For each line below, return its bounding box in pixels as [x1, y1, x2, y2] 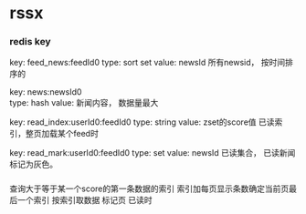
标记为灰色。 [9, 158, 58, 170]
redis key [9, 36, 52, 48]
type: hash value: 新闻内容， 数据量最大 [9, 97, 159, 108]
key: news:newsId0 [9, 87, 82, 97]
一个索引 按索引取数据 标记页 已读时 [16, 195, 153, 206]
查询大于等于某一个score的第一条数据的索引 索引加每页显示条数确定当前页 [9, 183, 290, 194]
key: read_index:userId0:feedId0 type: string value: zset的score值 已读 [9, 117, 276, 127]
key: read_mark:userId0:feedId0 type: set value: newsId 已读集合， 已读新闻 [9, 148, 296, 158]
